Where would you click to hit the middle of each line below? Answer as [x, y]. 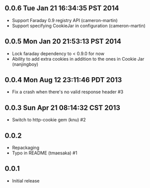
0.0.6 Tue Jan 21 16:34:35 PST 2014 [62, 8]
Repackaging [26, 148]
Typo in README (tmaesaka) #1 [44, 153]
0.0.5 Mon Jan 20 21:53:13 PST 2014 [63, 41]
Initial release [26, 180]
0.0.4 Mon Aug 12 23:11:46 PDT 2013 [63, 80]
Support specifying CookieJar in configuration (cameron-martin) [79, 26]
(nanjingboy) [25, 64]
